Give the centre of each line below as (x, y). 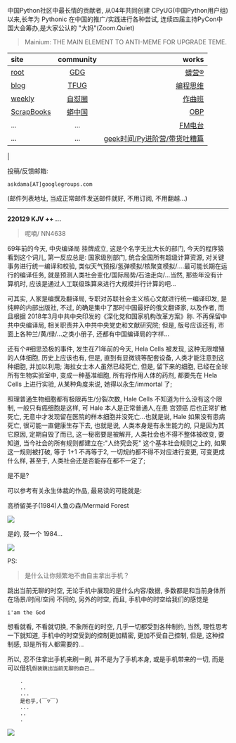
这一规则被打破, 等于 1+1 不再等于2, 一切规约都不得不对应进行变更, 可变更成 (116, 452)
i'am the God (26, 613)
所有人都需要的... (59, 644)
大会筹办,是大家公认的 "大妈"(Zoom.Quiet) (74, 28)
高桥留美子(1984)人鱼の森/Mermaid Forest (68, 505)
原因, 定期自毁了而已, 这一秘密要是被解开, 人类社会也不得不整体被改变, (114, 434)
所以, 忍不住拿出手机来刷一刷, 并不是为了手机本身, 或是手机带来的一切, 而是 (116, 659)
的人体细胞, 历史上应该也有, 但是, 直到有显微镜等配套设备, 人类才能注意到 (113, 357)
